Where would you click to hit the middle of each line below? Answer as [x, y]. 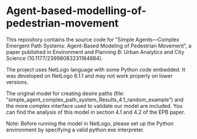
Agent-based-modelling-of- [76, 11]
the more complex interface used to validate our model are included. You [94, 106]
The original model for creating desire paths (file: [65, 93]
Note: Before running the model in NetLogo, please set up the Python [90, 123]
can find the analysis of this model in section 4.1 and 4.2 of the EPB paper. [96, 112]
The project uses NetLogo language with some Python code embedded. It [96, 69]
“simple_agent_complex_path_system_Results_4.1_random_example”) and [95, 99]
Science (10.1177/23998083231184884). [54, 58]
